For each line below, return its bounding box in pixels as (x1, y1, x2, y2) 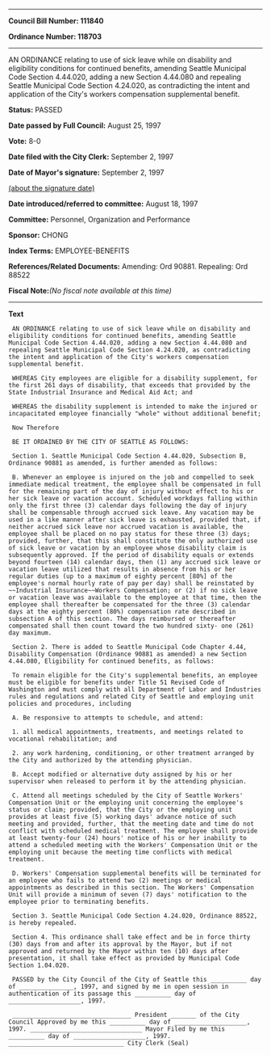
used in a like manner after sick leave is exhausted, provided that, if (8, 516, 262, 524)
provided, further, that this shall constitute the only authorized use (8, 537, 258, 545)
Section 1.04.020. (8, 961, 70, 969)
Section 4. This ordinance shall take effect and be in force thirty (11, 933, 251, 941)
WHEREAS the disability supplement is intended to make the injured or (11, 403, 258, 411)
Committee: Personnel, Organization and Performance (8, 215, 191, 224)
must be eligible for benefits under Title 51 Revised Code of (8, 678, 226, 686)
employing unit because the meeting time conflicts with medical (8, 848, 232, 856)
